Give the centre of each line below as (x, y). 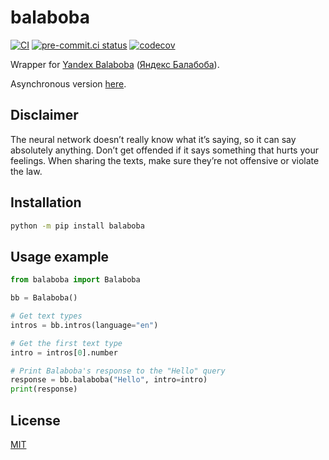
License (35, 420)
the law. (26, 171)
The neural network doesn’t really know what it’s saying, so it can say (153, 139)
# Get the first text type (66, 343)
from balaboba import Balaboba (75, 280)
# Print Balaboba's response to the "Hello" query (118, 371)
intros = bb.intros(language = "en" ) (84, 325)
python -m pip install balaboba (77, 226)
